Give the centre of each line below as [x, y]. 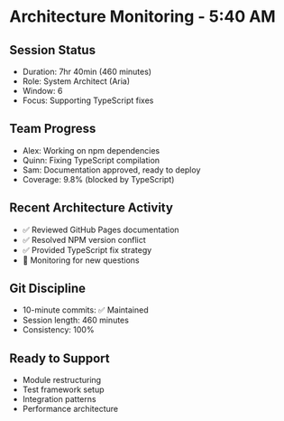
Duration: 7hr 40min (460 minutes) [87, 71]
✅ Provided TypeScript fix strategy [87, 249]
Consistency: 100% [58, 330]
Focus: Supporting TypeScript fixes [88, 100]
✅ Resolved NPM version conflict [84, 239]
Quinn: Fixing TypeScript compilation [91, 160]
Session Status [53, 50]
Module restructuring [62, 380]
